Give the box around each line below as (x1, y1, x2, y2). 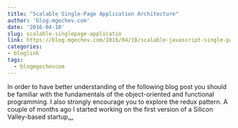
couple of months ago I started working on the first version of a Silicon (7, 105, 214, 113)
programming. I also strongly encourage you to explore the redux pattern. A (7, 97, 228, 106)
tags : (7, 57, 23, 64)
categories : (7, 43, 42, 50)
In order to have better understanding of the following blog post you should (7, 82, 227, 91)
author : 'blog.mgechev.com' (7, 17, 91, 24)
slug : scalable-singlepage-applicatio (7, 30, 122, 37)
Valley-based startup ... (7, 112, 74, 121)
